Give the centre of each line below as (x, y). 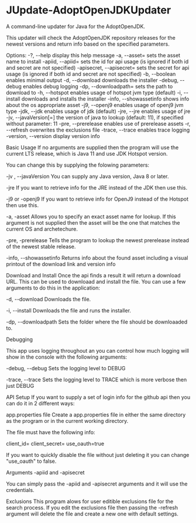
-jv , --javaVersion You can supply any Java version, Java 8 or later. (87, 176)
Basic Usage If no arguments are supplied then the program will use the (92, 147)
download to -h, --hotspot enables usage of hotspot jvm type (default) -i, (94, 92)
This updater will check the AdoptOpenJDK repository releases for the (91, 37)
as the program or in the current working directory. (67, 421)
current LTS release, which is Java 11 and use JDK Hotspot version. (87, 153)
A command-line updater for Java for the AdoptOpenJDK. (75, 26)
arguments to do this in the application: (53, 288)
